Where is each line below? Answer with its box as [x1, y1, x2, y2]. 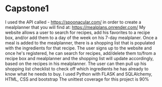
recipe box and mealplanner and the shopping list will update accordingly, [5, 55, 154, 61]
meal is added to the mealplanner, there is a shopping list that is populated [5, 40, 155, 45]
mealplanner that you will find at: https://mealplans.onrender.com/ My [5, 24, 146, 30]
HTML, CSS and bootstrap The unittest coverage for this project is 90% [5, 76, 149, 82]
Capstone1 [5, 3, 49, 14]
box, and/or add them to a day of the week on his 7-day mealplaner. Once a [5, 35, 158, 41]
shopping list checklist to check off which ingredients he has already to [5, 65, 149, 71]
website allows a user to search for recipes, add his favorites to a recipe [5, 29, 150, 35]
